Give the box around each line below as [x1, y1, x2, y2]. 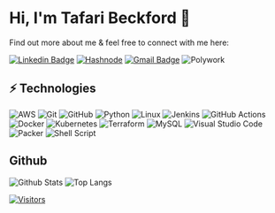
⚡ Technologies [9, 81, 96, 96]
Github [9, 154, 48, 169]
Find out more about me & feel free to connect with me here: [9, 37, 230, 48]
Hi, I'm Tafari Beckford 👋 [9, 8, 191, 28]
